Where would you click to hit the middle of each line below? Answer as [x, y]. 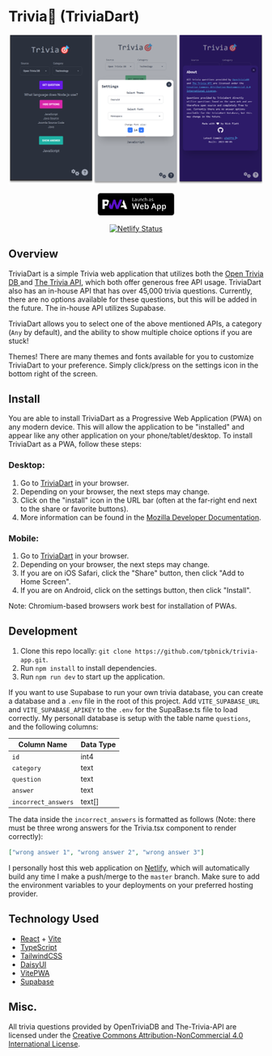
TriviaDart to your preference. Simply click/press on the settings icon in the [134, 365]
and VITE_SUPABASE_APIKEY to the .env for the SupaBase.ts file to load [123, 709]
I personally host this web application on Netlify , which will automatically [129, 867]
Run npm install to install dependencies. [88, 668]
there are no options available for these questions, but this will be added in [133, 299]
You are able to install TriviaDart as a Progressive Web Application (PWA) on [135, 418]
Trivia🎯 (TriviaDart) [74, 17]
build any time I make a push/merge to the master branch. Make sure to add [134, 876]
